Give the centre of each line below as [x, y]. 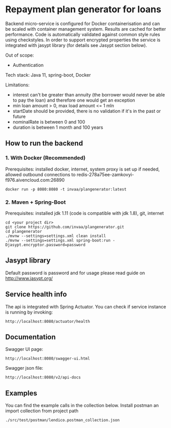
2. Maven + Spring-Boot [36, 202]
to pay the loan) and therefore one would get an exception [74, 100]
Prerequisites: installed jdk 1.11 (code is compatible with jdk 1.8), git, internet [85, 213]
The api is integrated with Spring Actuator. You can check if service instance [86, 306]
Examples [21, 393]
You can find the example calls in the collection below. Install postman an [82, 406]
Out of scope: [20, 55]
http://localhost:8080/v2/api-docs [43, 377]
